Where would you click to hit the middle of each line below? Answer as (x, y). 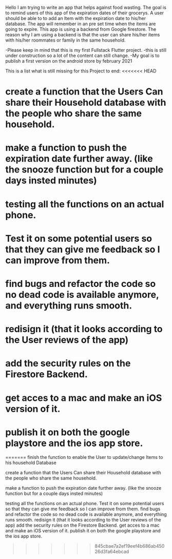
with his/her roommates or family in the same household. (65, 40)
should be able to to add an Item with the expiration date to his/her (76, 18)
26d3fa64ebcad (112, 552)
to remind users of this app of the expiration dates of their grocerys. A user (85, 13)
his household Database (31, 463)
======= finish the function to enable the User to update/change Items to (84, 457)
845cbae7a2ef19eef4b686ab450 (130, 546)
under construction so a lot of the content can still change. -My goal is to (82, 55)
